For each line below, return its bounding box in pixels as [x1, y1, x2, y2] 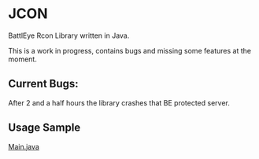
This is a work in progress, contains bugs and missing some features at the [8, 46, 252, 55]
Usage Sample [8, 121, 81, 135]
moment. [8, 54, 37, 64]
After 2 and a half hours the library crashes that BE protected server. [8, 98, 231, 107]
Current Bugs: [8, 77, 79, 91]
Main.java [8, 142, 39, 151]
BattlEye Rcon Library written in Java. [8, 31, 130, 40]
